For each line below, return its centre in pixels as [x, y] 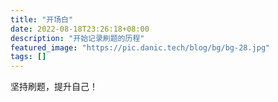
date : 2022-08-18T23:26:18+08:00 [80, 29]
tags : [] [28, 57]
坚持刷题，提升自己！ [54, 87]
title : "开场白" [42, 19]
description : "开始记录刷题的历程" [77, 38]
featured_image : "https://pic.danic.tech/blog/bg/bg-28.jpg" [140, 47]
